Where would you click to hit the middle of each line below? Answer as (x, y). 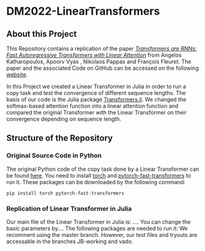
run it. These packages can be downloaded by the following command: (96, 182)
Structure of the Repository (60, 138)
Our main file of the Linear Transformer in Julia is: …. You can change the (99, 222)
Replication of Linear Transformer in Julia (69, 208)
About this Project (42, 34)
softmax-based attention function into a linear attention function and (92, 106)
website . (17, 74)
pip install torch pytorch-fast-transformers (65, 193)
